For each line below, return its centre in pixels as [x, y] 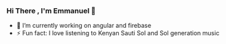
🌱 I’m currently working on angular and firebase [84, 26]
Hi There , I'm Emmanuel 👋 [51, 11]
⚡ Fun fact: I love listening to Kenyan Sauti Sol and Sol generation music [118, 33]
